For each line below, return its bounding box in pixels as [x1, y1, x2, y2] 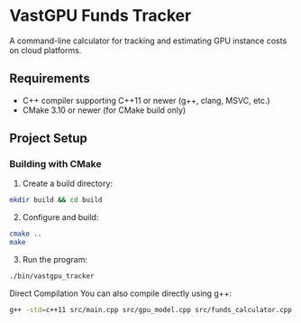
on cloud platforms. [9, 44, 82, 55]
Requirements [9, 71, 90, 87]
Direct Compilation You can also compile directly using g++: [9, 288, 233, 299]
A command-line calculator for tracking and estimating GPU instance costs [9, 35, 287, 46]
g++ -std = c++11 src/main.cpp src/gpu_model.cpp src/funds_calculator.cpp [9, 305, 293, 314]
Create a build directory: [22, 178, 114, 189]
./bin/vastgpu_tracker [9, 272, 95, 281]
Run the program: [22, 254, 88, 265]
